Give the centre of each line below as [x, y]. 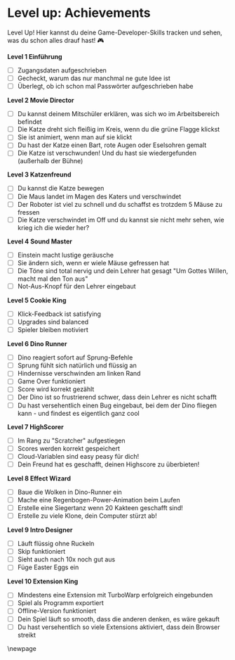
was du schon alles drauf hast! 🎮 [56, 40]
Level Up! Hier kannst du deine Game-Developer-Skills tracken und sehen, [115, 32]
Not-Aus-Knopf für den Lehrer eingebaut [76, 286]
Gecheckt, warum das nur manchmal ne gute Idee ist [94, 78]
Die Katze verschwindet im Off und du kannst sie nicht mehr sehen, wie [121, 220]
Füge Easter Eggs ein [48, 567]
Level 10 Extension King [43, 581]
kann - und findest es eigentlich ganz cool [78, 413]
